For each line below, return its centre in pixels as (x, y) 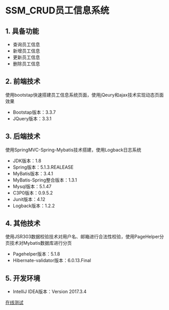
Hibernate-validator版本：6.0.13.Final (52, 261)
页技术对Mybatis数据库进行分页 (39, 243)
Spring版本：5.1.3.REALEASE (43, 167)
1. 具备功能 (22, 31)
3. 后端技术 (23, 136)
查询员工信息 (26, 44)
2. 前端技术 (23, 81)
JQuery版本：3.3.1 (32, 118)
